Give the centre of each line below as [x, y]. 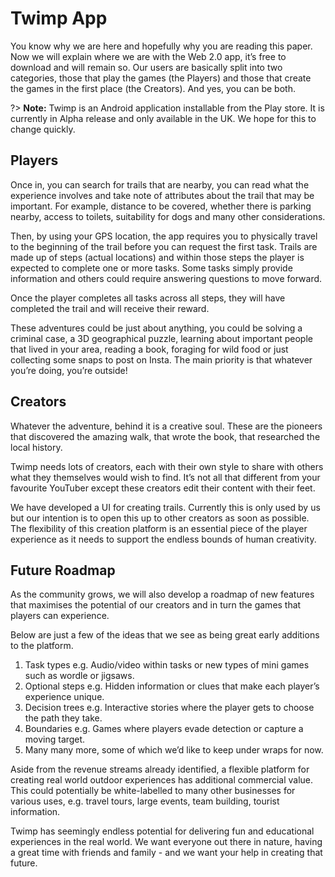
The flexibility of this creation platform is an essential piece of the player [159, 528]
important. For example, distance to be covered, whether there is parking [161, 206]
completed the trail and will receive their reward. [110, 308]
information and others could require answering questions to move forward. [166, 278]
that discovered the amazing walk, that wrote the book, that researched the [165, 436]
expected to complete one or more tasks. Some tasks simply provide [151, 268]
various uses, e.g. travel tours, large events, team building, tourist [145, 801]
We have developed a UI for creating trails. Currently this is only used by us [165, 507]
